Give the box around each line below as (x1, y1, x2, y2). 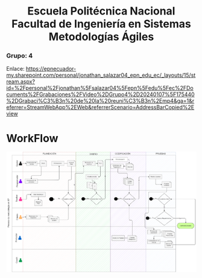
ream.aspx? (6, 78, 35, 85)
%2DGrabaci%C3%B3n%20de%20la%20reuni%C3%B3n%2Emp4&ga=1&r (6, 97, 195, 105)
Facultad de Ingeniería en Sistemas (11, 17, 191, 31)
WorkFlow (6, 131, 58, 145)
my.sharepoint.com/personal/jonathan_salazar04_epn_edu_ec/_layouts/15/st (6, 71, 196, 79)
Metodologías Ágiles (48, 30, 154, 44)
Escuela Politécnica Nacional (27, 4, 175, 18)
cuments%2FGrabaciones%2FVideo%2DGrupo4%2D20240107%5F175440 (6, 91, 195, 98)
